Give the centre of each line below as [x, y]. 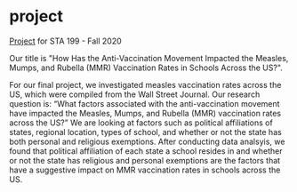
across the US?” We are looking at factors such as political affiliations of [141, 123]
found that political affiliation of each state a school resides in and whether [146, 151]
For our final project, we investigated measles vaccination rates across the [145, 84]
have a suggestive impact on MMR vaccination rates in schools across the [145, 170]
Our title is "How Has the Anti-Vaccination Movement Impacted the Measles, [149, 58]
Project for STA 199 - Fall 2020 [65, 41]
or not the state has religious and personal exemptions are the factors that [145, 160]
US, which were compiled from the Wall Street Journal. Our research [135, 94]
